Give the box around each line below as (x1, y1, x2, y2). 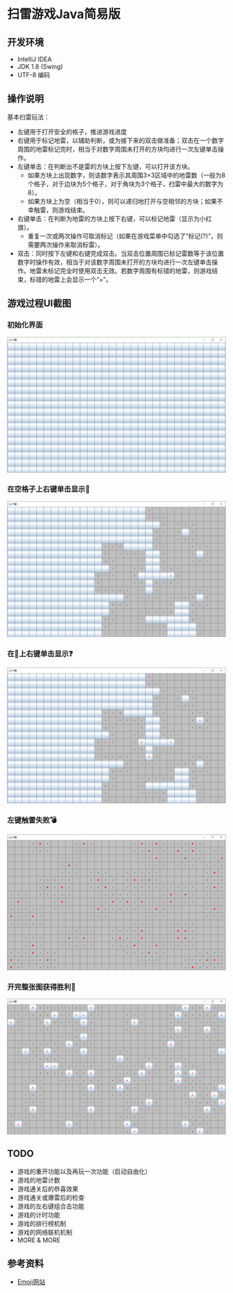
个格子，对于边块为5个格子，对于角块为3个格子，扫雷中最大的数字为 (27, 179, 224, 188)
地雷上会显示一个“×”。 (47, 275, 112, 284)
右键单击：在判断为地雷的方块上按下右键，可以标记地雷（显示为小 (17, 214, 206, 222)
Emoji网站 (17, 1277, 46, 1286)
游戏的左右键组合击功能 (17, 1202, 85, 1210)
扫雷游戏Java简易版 (7, 6, 121, 22)
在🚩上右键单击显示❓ (7, 649, 74, 658)
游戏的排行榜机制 (17, 1219, 67, 1228)
